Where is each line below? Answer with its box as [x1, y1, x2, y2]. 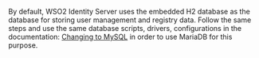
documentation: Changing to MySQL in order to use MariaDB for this [8, 32, 233, 41]
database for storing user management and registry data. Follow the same [8, 15, 252, 25]
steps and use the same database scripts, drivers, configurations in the [8, 24, 242, 33]
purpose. [8, 41, 38, 50]
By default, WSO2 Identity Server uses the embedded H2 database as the [8, 7, 251, 16]
